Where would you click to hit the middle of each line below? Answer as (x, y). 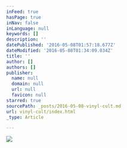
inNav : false (22, 23)
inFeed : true (22, 12)
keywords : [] (22, 34)
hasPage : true (24, 17)
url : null (24, 90)
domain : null (28, 84)
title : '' (18, 56)
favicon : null (29, 95)
